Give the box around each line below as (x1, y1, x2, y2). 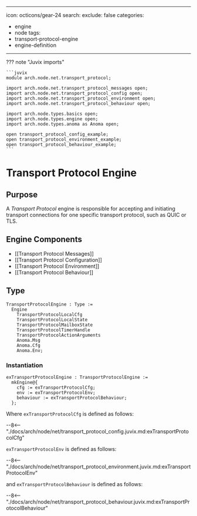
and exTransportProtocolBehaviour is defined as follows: (6, 480, 143, 487)
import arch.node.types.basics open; (6, 111, 98, 117)
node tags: (14, 29, 41, 36)
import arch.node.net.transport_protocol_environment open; (6, 96, 157, 101)
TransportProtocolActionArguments (16, 332, 101, 338)
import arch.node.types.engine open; (6, 116, 98, 122)
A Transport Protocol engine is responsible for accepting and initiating (6, 205, 176, 212)
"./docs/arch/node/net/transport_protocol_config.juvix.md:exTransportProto (6, 427, 189, 434)
